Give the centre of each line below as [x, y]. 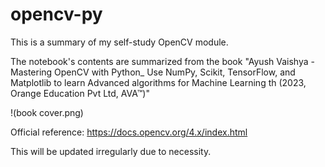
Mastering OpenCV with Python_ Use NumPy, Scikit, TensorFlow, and [153, 72]
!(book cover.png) [47, 112]
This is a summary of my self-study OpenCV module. [119, 42]
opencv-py [56, 14]
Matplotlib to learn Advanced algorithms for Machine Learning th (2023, [158, 82]
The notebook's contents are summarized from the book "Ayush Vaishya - [162, 61]
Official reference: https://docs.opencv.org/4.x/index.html [129, 132]
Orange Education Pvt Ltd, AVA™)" [80, 93]
